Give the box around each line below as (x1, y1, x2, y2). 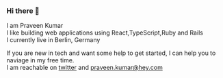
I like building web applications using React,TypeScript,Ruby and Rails (6, 28, 203, 37)
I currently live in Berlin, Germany (6, 36, 101, 44)
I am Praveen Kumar (6, 22, 64, 30)
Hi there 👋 (6, 6, 40, 16)
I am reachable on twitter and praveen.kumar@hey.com (6, 64, 163, 72)
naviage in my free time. (6, 56, 75, 64)
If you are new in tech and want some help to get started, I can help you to (6, 49, 216, 57)
